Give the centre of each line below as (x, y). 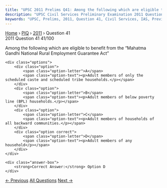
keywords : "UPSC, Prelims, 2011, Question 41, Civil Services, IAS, (78, 19)
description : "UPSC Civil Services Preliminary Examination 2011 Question (84, 14)
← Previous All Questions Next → (39, 181)
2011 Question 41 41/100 (30, 38)
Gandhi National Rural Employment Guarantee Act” (57, 53)
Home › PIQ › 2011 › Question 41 (38, 33)
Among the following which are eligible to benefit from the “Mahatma (76, 48)
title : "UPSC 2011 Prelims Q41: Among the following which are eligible (82, 10)
